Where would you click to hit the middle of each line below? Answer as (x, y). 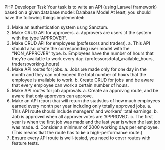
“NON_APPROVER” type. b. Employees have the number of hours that (82, 53)
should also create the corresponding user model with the (71, 48)
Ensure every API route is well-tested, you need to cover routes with (81, 138)
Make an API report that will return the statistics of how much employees (86, 101)
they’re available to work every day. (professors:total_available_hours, (83, 59)
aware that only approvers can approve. (52, 96)
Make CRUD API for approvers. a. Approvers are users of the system (82, 32)
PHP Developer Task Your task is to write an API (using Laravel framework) (81, 7)
